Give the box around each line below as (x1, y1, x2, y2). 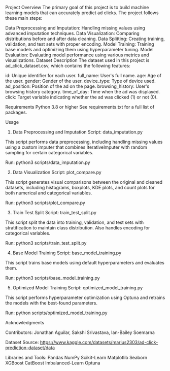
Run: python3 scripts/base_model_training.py (5, 275, 100, 281)
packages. (5, 109, 27, 115)
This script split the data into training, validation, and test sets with (5, 219, 144, 225)
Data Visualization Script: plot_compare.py (12, 170, 101, 175)
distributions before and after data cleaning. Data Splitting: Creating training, (5, 36, 165, 42)
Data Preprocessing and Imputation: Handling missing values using (5, 25, 146, 31)
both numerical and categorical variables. (5, 190, 92, 196)
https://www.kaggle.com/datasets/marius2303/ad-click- (40, 340, 158, 345)
